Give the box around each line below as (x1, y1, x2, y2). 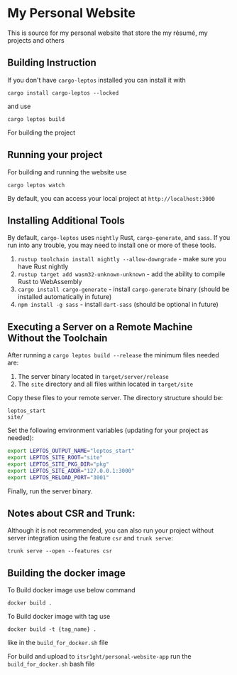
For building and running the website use (7, 167, 127, 176)
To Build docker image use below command (7, 586, 136, 595)
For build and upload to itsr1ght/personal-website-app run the (7, 652, 192, 661)
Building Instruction (7, 57, 97, 69)
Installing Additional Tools (7, 214, 126, 226)
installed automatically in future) (17, 293, 112, 301)
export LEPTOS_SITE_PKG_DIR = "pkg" (7, 461, 110, 468)
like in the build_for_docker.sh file (7, 639, 109, 647)
